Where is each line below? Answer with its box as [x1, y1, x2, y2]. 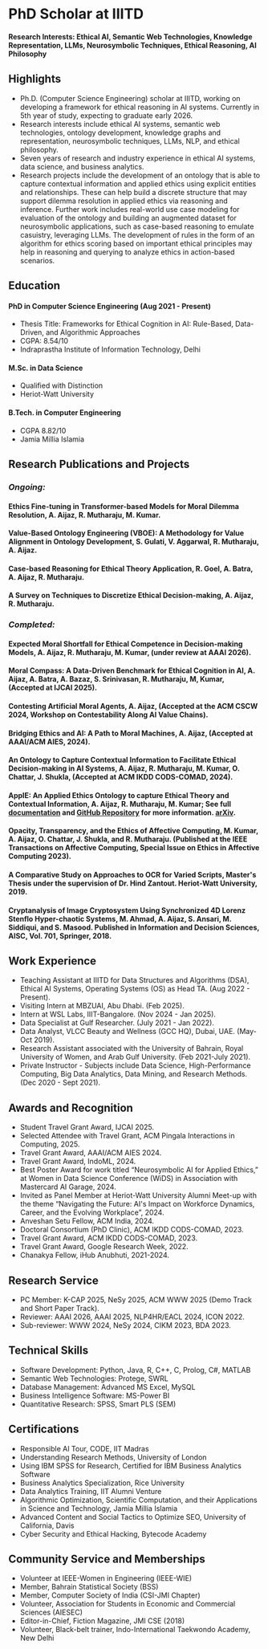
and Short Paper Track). [19, 1303, 100, 1313]
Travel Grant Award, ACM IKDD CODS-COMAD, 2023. [19, 1233, 198, 1243]
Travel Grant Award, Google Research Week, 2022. [19, 1242, 189, 1252]
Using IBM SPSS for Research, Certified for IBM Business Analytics [19, 1460, 242, 1470]
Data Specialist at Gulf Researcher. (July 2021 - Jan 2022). [19, 1018, 215, 1028]
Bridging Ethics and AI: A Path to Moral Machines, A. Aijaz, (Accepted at [8, 728, 254, 738]
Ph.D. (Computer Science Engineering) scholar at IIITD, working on [19, 93, 241, 103]
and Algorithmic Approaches [45, 328, 140, 337]
